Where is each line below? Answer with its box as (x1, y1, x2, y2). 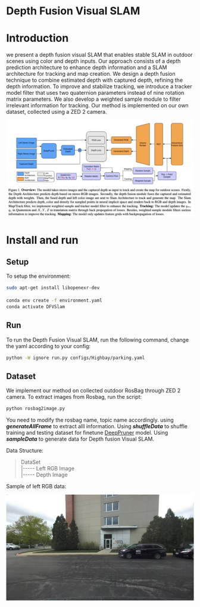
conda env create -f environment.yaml (6, 298, 102, 303)
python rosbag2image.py (6, 405, 65, 412)
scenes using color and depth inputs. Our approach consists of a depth (6, 58, 181, 65)
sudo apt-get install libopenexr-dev (6, 285, 100, 291)
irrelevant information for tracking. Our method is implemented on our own (6, 102, 189, 109)
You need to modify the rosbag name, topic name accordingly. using (6, 416, 174, 424)
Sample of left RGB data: (6, 483, 67, 490)
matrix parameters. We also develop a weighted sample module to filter (6, 95, 182, 103)
